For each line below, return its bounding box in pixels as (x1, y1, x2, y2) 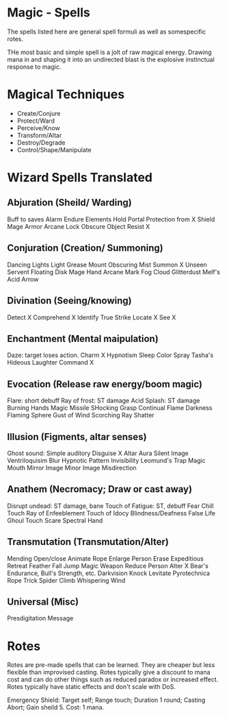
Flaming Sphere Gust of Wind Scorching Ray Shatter (7, 411, 155, 420)
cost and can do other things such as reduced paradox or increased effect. (7, 675, 219, 683)
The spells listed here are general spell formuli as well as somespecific (7, 27, 206, 36)
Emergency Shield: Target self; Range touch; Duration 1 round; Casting (7, 696, 206, 704)
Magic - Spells (7, 5, 90, 21)
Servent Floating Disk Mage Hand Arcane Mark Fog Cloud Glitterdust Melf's (7, 267, 221, 276)
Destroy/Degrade (16, 138, 66, 147)
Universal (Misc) (7, 596, 79, 607)
